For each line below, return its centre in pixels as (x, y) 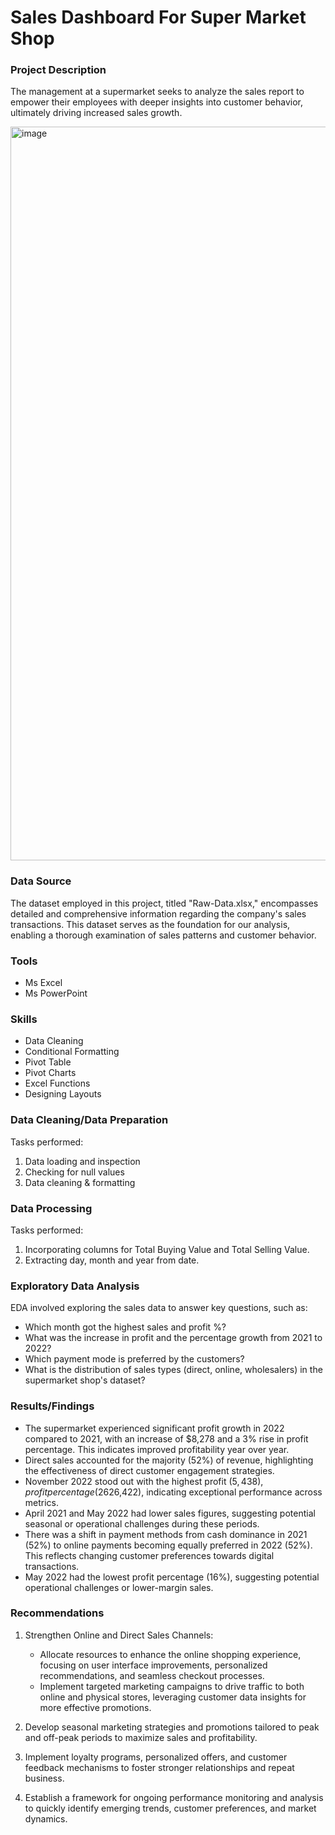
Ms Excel (43, 983)
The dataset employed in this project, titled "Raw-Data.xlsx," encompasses (164, 903)
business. (44, 1778)
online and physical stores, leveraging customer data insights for (173, 1697)
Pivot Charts (50, 1073)
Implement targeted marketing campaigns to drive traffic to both (172, 1686)
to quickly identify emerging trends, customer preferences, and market (170, 1808)
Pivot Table (48, 1062)
